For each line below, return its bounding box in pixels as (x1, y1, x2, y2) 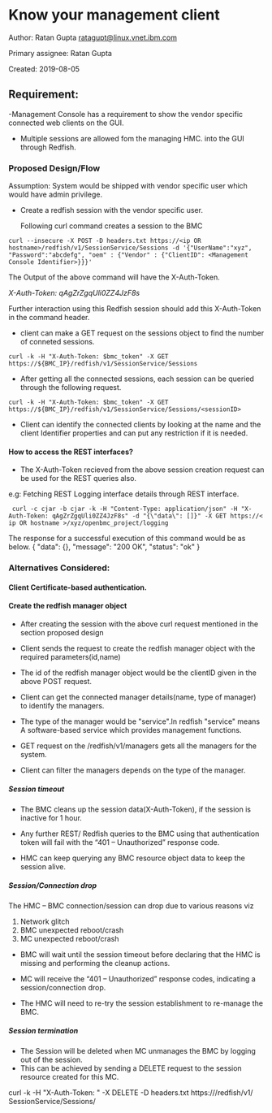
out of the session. (19, 1055, 83, 1064)
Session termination (8, 1025, 79, 1035)
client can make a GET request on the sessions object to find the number (19, 328, 265, 338)
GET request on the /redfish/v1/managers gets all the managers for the (19, 741, 257, 751)
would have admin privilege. (8, 189, 103, 200)
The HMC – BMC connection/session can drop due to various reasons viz (8, 900, 254, 911)
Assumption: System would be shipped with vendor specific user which (8, 181, 248, 191)
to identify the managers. (19, 700, 105, 710)
